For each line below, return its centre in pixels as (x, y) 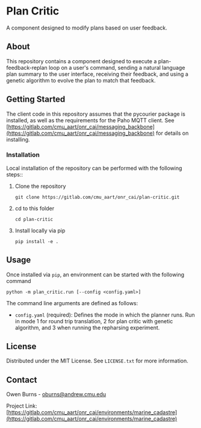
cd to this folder (35, 208)
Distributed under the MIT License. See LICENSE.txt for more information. (97, 361)
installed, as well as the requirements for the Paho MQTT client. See (90, 120)
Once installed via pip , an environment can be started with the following (95, 274)
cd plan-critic (34, 219)
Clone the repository (40, 186)
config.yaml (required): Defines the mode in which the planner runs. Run (105, 315)
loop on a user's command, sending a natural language (117, 67)
